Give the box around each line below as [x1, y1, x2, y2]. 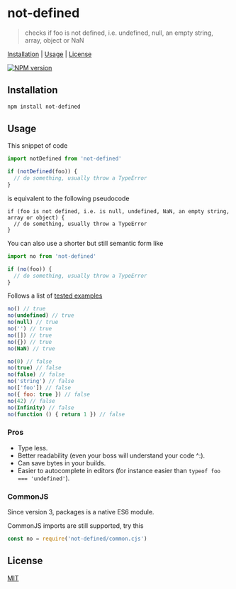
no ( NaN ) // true [7, 345, 55, 352]
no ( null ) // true [7, 318, 59, 326]
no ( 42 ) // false [7, 397, 55, 404]
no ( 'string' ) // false [7, 378, 74, 385]
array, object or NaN [24, 36, 84, 44]
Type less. [17, 443, 48, 452]
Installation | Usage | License [7, 50, 92, 58]
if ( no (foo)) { [7, 265, 52, 273]
